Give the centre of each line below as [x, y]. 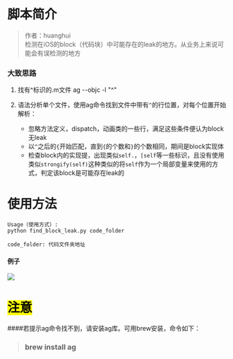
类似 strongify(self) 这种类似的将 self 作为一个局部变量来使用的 [120, 164]
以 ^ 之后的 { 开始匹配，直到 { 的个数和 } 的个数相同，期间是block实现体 [126, 146]
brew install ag [50, 347]
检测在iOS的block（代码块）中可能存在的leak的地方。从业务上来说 [121, 44]
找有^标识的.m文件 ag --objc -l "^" [67, 90]
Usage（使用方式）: [33, 225]
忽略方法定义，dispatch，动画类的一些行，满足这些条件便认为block [126, 129]
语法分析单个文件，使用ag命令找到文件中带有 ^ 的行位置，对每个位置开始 [122, 105]
